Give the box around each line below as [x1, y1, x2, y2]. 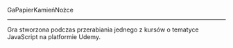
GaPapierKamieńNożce [7, 6, 74, 14]
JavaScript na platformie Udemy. [7, 33, 101, 40]
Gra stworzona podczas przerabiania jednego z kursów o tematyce [7, 25, 199, 34]
